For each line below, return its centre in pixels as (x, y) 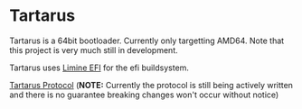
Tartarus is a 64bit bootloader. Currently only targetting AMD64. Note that (147, 41)
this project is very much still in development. (94, 50)
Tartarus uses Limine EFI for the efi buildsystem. (99, 68)
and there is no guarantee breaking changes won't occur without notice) (144, 95)
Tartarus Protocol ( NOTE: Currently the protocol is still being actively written (151, 85)
